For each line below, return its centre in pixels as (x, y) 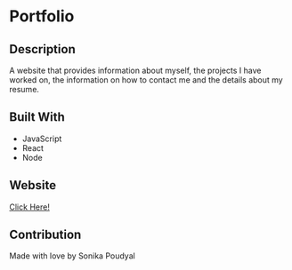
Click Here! (30, 207)
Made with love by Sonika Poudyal (72, 256)
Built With (37, 117)
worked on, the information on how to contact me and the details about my (146, 80)
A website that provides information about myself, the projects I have (135, 70)
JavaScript (42, 139)
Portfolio (42, 16)
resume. (24, 89)
